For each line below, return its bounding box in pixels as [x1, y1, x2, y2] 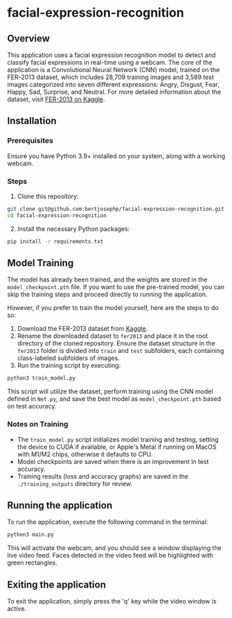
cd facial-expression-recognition [7, 212, 107, 219]
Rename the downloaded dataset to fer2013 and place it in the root [17, 332, 208, 341]
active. [7, 605, 26, 613]
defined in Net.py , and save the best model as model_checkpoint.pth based [7, 395, 222, 403]
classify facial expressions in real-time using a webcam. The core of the [7, 58, 213, 67]
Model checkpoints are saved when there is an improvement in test [17, 457, 209, 465]
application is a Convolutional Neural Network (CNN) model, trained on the [7, 66, 220, 74]
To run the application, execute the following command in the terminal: [7, 518, 208, 526]
